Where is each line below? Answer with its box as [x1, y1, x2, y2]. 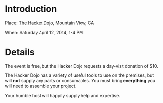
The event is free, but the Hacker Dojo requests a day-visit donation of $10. [5, 63, 158, 69]
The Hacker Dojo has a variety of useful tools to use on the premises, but [5, 72, 154, 78]
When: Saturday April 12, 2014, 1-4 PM [5, 29, 83, 35]
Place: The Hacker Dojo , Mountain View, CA [5, 20, 94, 26]
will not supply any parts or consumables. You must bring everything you [5, 77, 156, 83]
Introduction [5, 3, 57, 15]
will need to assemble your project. [5, 83, 77, 89]
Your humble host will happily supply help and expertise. [5, 92, 120, 98]
